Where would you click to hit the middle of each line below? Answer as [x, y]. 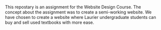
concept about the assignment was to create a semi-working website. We [78, 12]
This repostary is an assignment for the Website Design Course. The [73, 7]
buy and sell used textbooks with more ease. [50, 22]
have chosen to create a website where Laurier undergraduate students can [80, 17]
